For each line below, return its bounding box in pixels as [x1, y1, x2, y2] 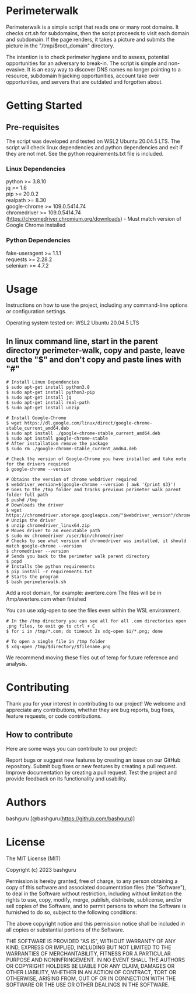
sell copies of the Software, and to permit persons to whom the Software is [6, 902, 187, 909]
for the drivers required [6, 461, 69, 467]
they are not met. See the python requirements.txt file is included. [6, 150, 164, 157]
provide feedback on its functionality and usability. [6, 775, 128, 782]
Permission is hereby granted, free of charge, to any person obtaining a [6, 877, 178, 885]
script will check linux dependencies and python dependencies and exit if [6, 143, 183, 150]
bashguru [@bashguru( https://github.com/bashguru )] [6, 815, 135, 822]
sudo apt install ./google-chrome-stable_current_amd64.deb [11, 430, 160, 437]
